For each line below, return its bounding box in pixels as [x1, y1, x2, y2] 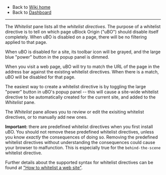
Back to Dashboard [12, 9, 52, 15]
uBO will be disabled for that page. [5, 74, 76, 80]
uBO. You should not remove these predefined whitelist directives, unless [5, 129, 154, 135]
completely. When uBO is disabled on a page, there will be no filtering [5, 34, 147, 40]
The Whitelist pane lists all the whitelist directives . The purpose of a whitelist [5, 24, 161, 29]
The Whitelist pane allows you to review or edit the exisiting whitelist [5, 109, 144, 115]
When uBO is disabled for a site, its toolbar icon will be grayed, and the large [5, 49, 161, 55]
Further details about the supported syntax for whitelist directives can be [5, 160, 154, 165]
